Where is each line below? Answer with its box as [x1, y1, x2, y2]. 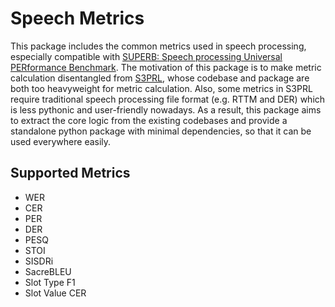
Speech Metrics [10, 7, 145, 30]
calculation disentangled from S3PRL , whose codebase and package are [10, 72, 310, 84]
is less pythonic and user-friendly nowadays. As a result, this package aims [10, 103, 322, 116]
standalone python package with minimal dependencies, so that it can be [10, 125, 312, 137]
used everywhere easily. [10, 135, 112, 147]
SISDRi [24, 255, 54, 267]
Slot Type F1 [24, 276, 76, 288]
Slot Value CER [24, 287, 87, 299]
